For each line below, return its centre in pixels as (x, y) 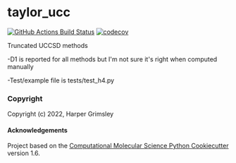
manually (20, 66)
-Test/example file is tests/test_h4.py (61, 80)
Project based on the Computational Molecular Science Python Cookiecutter (118, 146)
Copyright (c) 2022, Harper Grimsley (61, 114)
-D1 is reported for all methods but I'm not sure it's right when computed (112, 59)
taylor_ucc (39, 12)
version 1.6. (24, 153)
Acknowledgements (38, 130)
